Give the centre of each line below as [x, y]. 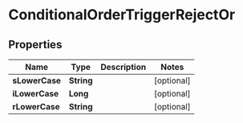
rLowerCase [36, 107]
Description [123, 67]
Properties [35, 45]
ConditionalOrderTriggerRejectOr [122, 15]
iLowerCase [36, 94]
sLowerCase [37, 80]
